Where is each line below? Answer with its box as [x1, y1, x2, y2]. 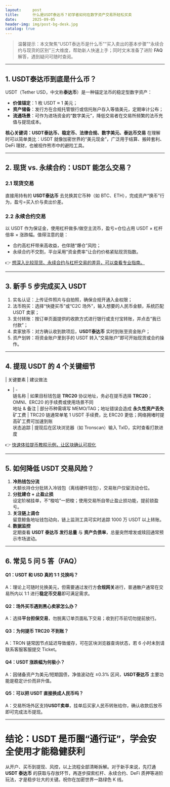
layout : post [5, 7, 42, 13]
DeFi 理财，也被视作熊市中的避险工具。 [5, 142, 87, 148]
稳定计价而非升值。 [14, 677, 54, 683]
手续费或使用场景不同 [49, 399, 94, 405]
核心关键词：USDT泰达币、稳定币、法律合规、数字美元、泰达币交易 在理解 [5, 129, 161, 136]
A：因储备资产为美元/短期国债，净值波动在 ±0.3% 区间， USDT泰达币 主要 [5, 671, 159, 677]
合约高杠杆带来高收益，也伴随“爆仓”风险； [12, 242, 101, 248]
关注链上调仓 [12, 510, 39, 516]
